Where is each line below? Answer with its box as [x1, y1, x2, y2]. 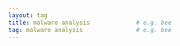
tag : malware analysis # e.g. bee [8, 26, 172, 34]
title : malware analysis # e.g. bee [8, 19, 172, 27]
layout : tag [8, 11, 48, 19]
